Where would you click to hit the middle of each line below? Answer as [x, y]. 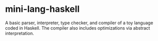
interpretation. [20, 33]
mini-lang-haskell [43, 9]
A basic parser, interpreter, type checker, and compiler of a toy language [79, 23]
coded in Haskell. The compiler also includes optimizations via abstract [78, 28]
